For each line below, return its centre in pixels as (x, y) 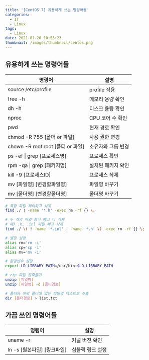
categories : (18, 15)
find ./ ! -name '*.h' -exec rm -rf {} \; (50, 211)
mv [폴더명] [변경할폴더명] (37, 194)
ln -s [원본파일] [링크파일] (37, 350)
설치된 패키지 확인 (109, 165)
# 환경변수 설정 (19, 261)
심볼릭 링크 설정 (89, 350)
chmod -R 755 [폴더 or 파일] (41, 137)
